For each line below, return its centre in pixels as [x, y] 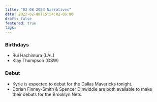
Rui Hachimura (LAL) [33, 55]
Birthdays [17, 45]
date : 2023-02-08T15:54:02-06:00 [39, 14]
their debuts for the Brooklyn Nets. [47, 94]
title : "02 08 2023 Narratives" [38, 10]
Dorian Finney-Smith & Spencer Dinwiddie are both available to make [82, 89]
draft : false [18, 19]
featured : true [21, 23]
